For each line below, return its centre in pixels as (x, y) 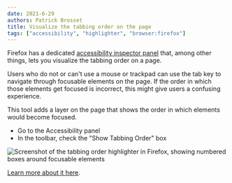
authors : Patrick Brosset (45, 20)
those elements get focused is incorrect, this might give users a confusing (114, 89)
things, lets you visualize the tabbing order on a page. (85, 61)
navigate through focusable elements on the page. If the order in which (109, 82)
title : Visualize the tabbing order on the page (79, 27)
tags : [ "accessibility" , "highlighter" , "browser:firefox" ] (97, 33)
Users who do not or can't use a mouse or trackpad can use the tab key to (114, 74)
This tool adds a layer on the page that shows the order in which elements (114, 110)
